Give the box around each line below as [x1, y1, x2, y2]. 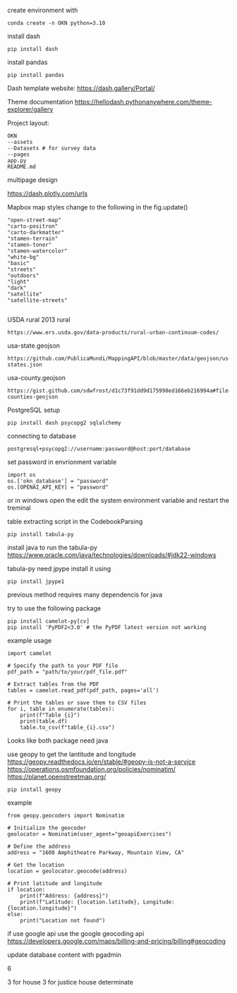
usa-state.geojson [7, 341, 61, 350]
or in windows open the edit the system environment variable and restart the [7, 496, 229, 504]
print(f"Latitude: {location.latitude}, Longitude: [20, 898, 175, 906]
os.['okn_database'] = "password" [7, 477, 109, 485]
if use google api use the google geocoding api [7, 930, 145, 937]
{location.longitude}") [7, 905, 78, 912]
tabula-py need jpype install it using [7, 564, 111, 573]
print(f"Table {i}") [20, 712, 80, 719]
